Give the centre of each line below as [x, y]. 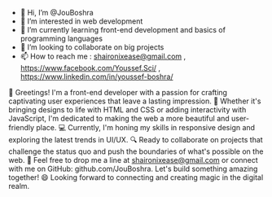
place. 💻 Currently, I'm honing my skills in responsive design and [145, 127]
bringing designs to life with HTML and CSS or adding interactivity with [127, 109]
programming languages [61, 38]
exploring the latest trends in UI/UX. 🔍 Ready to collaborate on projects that [136, 140]
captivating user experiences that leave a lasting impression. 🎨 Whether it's [135, 101]
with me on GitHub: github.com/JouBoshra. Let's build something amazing [133, 169]
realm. [19, 186]
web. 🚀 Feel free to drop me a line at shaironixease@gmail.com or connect [133, 160]
